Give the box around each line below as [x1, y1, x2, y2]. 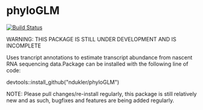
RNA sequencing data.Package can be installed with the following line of [6, 60, 189, 67]
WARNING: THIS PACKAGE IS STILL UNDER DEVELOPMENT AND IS [6, 35, 177, 43]
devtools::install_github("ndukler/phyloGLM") [6, 78, 119, 86]
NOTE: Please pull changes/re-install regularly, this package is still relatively [6, 90, 197, 97]
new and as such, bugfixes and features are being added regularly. [6, 97, 175, 104]
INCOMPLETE [6, 42, 41, 49]
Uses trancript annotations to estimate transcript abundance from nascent [6, 53, 193, 61]
